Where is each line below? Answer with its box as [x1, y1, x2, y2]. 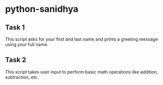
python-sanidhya [5, 3, 79, 15]
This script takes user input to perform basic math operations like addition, [5, 69, 159, 75]
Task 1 [5, 23, 25, 32]
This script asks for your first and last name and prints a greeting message [5, 36, 158, 42]
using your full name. [5, 42, 49, 47]
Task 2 [5, 56, 26, 64]
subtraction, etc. [5, 74, 39, 80]
